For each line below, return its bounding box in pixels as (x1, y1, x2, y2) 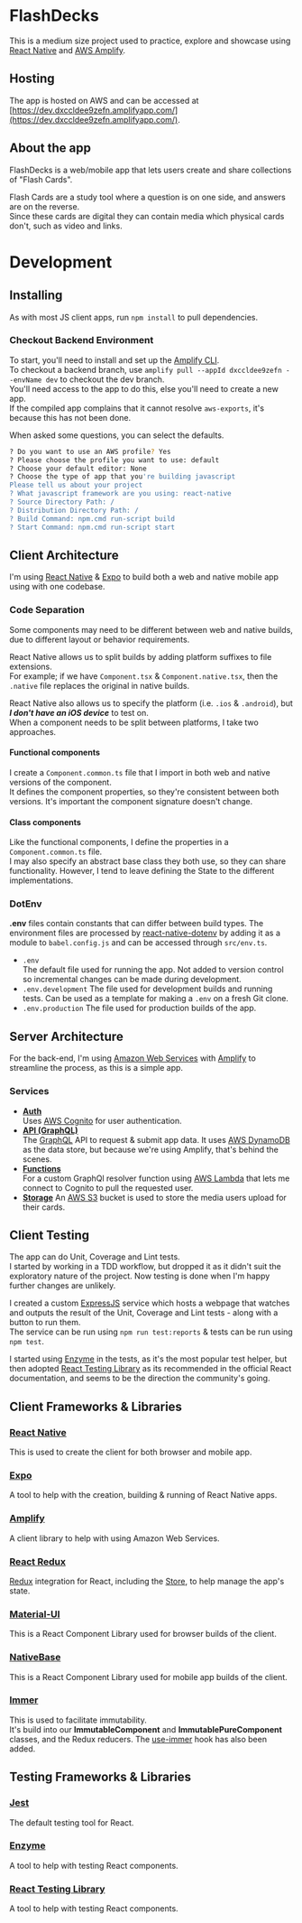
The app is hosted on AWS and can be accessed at (9, 95, 199, 106)
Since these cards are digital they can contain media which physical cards (9, 210, 285, 221)
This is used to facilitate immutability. (9, 1714, 147, 1725)
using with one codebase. (9, 581, 105, 592)
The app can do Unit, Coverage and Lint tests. (9, 1251, 180, 1262)
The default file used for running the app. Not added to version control (22, 964, 284, 975)
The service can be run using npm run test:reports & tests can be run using (9, 1326, 293, 1337)
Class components (9, 816, 81, 827)
